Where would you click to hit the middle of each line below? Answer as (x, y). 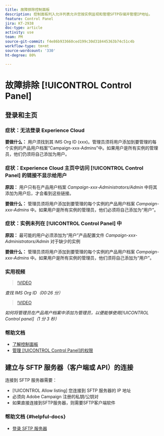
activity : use (20, 32)
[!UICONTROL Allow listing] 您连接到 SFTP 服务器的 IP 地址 (71, 390)
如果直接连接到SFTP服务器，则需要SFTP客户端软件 (64, 403)
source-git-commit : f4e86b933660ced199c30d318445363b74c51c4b (70, 42)
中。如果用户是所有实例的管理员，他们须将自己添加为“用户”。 (92, 258)
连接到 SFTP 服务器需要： (31, 380)
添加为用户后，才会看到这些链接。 (39, 193)
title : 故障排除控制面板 (27, 10)
